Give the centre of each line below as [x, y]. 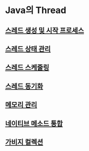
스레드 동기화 [24, 86]
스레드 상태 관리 [28, 49]
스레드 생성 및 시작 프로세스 [44, 30]
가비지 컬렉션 [24, 142]
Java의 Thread [36, 10]
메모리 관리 [21, 105]
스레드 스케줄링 [27, 67]
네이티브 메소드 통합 [34, 123]
